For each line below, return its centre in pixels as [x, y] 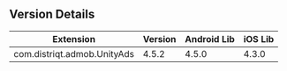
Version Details [52, 14]
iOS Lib [259, 39]
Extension [74, 39]
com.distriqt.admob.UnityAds [74, 53]
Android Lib [210, 39]
